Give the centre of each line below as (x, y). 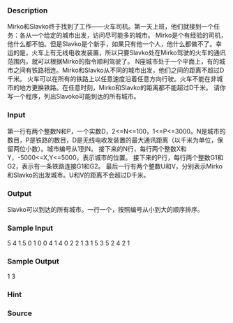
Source (20, 313)
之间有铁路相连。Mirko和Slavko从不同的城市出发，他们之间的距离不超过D (119, 70)
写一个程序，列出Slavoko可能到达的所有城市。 (74, 96)
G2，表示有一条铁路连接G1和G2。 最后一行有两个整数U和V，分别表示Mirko (115, 166)
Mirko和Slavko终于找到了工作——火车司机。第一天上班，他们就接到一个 (111, 27)
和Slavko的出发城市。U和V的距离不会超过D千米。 (78, 175)
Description (28, 10)
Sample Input (30, 228)
